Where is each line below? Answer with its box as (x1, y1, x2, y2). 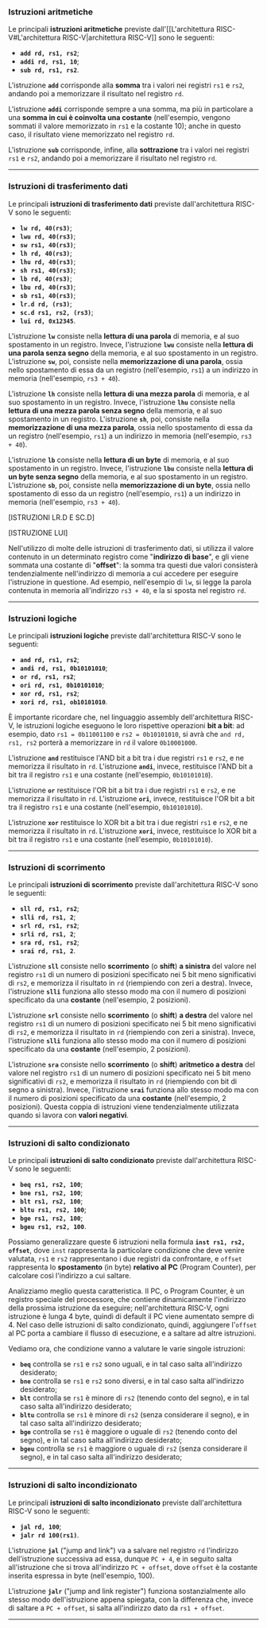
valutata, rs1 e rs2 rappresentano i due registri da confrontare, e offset (8, 1254, 242, 1264)
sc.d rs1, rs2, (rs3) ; (19, 307, 94, 316)
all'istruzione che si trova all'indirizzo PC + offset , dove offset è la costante (8, 1562, 258, 1572)
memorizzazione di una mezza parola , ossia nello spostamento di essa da (8, 422, 253, 432)
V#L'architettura (8, 33, 61, 42)
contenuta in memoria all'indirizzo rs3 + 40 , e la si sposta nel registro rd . (8, 585, 246, 595)
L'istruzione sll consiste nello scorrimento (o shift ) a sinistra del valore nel (8, 961, 257, 971)
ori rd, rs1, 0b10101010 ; (19, 680, 105, 689)
